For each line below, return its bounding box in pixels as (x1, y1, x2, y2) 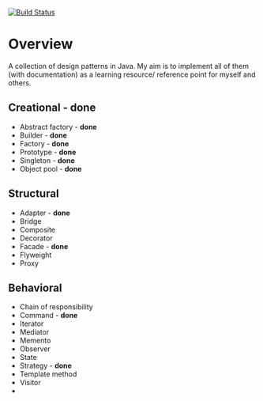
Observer (19, 344, 51, 354)
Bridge (19, 216, 42, 225)
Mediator (19, 327, 50, 337)
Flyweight (19, 250, 52, 259)
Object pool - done (19, 164, 82, 173)
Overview (8, 36, 73, 53)
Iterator (19, 319, 44, 328)
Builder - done (19, 131, 67, 140)
